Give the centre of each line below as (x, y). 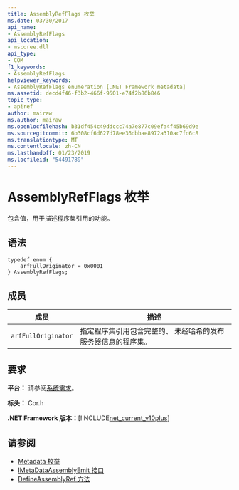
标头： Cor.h (26, 403)
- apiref (20, 107)
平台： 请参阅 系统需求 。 (43, 388)
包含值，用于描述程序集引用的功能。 (60, 218)
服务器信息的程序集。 (116, 342)
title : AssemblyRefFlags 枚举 (51, 14)
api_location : (28, 41)
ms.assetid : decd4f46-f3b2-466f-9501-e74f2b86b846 (84, 93)
